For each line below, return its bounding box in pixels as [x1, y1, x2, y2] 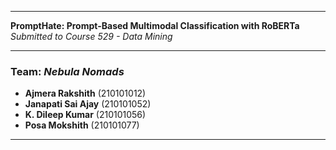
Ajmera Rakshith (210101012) [24, 87, 147, 100]
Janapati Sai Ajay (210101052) [24, 98, 152, 110]
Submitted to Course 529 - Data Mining [10, 31, 173, 42]
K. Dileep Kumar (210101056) [24, 109, 147, 121]
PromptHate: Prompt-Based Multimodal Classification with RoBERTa [10, 20, 300, 31]
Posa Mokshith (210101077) [24, 119, 140, 131]
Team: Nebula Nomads [10, 64, 125, 78]
